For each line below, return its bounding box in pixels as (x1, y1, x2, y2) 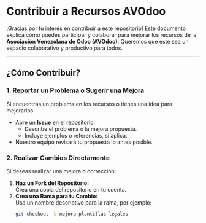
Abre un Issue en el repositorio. (15, 119, 96, 126)
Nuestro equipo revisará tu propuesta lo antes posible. (15, 138, 153, 146)
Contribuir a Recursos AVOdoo (6, 4, 166, 18)
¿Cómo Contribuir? (6, 68, 81, 78)
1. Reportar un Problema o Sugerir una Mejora (6, 86, 145, 95)
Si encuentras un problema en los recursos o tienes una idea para (6, 100, 173, 108)
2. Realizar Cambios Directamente (6, 154, 110, 162)
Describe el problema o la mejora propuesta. (24, 125, 137, 133)
